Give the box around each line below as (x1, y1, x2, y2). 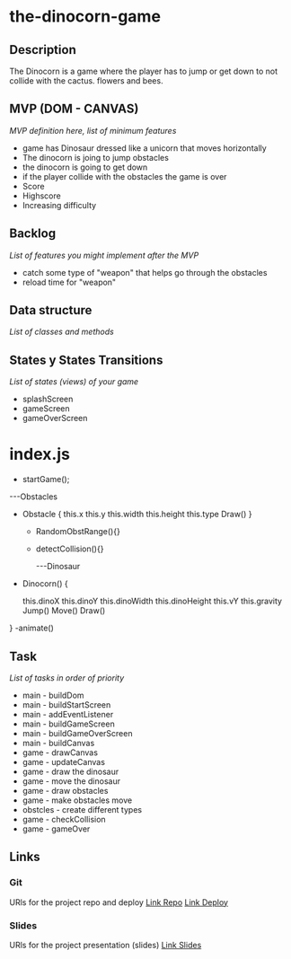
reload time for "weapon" (22, 277, 117, 287)
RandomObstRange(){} (35, 526, 121, 537)
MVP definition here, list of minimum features (9, 125, 177, 136)
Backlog (9, 226, 57, 242)
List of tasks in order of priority (9, 673, 125, 683)
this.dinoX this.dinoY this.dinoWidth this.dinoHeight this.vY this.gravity (22, 595, 283, 607)
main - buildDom (22, 690, 84, 700)
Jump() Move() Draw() (22, 605, 106, 616)
